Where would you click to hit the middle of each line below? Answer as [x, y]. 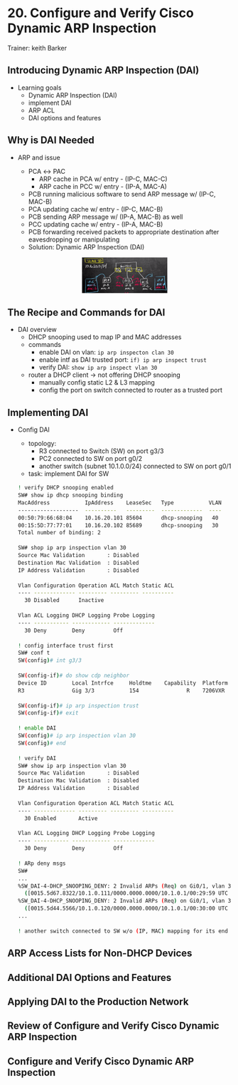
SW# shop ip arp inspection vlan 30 [72, 548]
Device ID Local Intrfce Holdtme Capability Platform [123, 683]
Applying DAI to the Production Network [98, 1001]
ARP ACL [42, 110]
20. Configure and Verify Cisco [101, 13]
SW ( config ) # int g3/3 [50, 660]
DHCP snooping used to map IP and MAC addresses [105, 337]
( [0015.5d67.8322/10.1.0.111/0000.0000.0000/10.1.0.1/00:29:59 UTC [126, 893]
